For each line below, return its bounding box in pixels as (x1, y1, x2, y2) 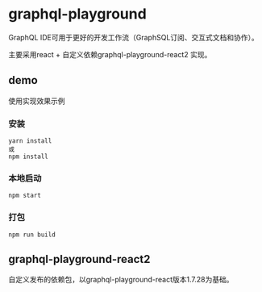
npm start (8, 191, 42, 200)
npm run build (8, 231, 56, 239)
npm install (8, 152, 48, 161)
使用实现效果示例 (8, 96, 65, 106)
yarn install (8, 137, 52, 145)
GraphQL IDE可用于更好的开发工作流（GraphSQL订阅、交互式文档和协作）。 (8, 32, 260, 42)
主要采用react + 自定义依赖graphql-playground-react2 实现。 (8, 49, 212, 59)
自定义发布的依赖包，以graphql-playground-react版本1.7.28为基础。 (8, 275, 234, 285)
